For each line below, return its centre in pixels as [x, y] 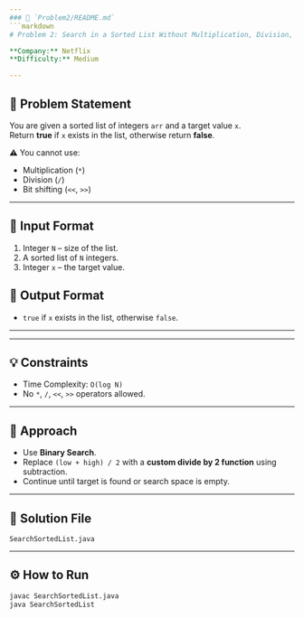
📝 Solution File [51, 518]
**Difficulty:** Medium [54, 60]
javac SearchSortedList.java [64, 596]
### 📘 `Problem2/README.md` [62, 18]
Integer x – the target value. [73, 267]
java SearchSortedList [52, 604]
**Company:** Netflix [50, 51]
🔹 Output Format [57, 296]
